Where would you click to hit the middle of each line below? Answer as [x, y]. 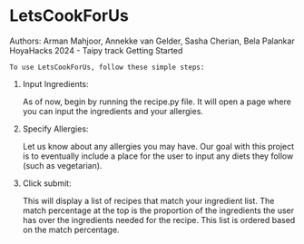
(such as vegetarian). [62, 165]
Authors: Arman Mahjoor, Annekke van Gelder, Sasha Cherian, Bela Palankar [152, 41]
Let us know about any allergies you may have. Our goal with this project [158, 146]
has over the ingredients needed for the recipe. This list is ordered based [159, 220]
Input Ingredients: [55, 83]
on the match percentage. [71, 229]
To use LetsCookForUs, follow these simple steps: [107, 67]
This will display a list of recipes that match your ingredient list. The [148, 200]
